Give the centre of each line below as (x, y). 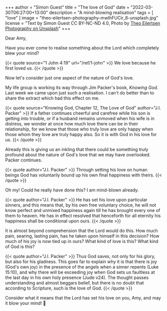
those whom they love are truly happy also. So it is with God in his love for (81, 134)
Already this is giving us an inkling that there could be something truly (77, 149)
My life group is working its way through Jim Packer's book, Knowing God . (82, 87)
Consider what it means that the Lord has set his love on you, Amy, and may (83, 298)
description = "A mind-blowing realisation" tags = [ (101, 12)
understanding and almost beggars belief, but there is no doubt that (75, 283)
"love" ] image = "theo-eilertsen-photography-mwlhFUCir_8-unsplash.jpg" (82, 18)
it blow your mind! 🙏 (26, 303)
